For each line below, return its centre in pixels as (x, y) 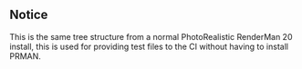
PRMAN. (25, 56)
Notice (29, 15)
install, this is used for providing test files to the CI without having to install (149, 46)
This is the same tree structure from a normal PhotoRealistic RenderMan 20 (151, 36)
